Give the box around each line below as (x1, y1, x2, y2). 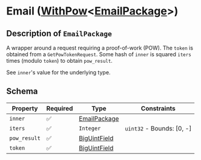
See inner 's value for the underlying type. (6, 69, 111, 76)
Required (46, 104, 73, 112)
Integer (78, 125, 101, 132)
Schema (6, 86, 38, 97)
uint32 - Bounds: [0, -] (125, 124, 192, 132)
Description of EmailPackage (6, 28, 112, 39)
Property (12, 104, 38, 112)
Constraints (140, 104, 176, 112)
